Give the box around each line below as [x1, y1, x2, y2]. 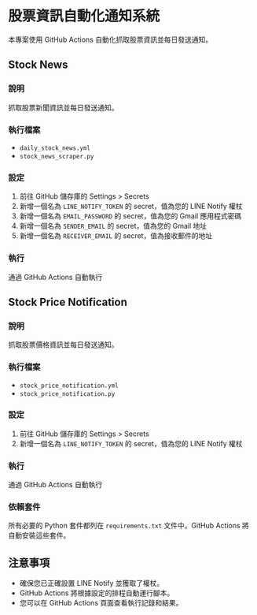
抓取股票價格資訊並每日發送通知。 [8, 340, 119, 349]
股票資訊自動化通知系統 [8, 7, 160, 25]
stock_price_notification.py [19, 389, 116, 398]
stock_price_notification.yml [19, 382, 119, 389]
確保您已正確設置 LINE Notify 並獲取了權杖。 [19, 579, 164, 588]
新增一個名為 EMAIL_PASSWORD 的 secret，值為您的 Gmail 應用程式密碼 [19, 211, 242, 221]
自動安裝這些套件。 [8, 531, 71, 540]
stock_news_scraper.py [19, 152, 94, 160]
